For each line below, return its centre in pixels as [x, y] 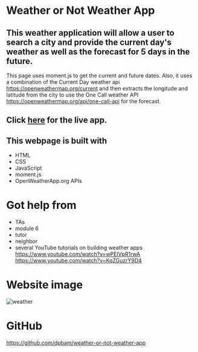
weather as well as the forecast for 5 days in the [98, 52]
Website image [45, 285]
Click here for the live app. [57, 120]
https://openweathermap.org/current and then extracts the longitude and [97, 88]
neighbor [26, 242]
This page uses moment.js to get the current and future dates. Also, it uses [99, 75]
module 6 [27, 229]
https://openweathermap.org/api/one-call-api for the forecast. [84, 101]
